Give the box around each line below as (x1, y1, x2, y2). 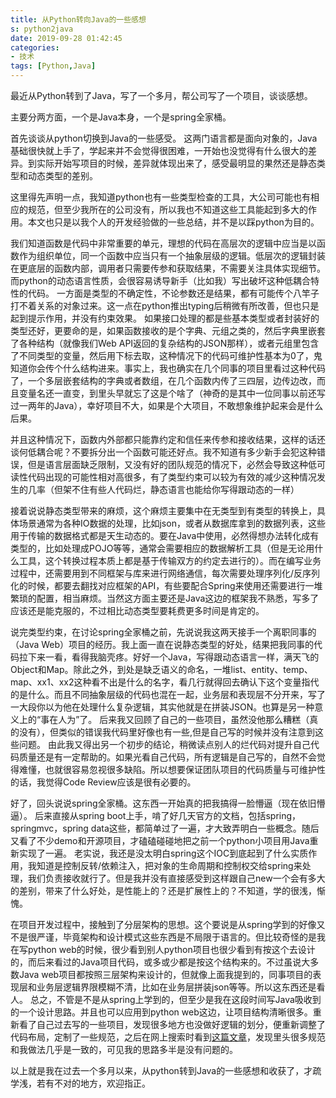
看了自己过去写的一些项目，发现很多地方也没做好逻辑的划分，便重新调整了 (18, 1019, 326, 1030)
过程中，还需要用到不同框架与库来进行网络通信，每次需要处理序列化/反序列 (10, 567, 321, 579)
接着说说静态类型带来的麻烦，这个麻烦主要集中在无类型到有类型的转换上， (10, 505, 317, 516)
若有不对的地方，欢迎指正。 (36, 1077, 151, 1089)
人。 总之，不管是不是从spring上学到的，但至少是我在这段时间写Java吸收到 (10, 994, 322, 1005)
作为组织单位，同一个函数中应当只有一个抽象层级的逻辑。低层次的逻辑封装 (18, 250, 326, 261)
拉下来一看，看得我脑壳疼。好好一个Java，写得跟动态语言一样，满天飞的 (18, 651, 320, 663)
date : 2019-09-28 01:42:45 (10, 33, 123, 43)
